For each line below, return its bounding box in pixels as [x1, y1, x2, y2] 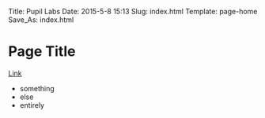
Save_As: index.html [8, 15, 74, 24]
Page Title [8, 42, 76, 61]
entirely [19, 100, 45, 109]
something [19, 83, 55, 93]
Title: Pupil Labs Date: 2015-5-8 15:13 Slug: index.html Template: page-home [8, 7, 258, 16]
